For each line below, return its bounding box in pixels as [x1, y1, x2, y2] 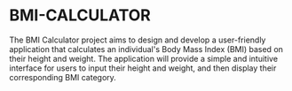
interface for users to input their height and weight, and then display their [9, 63, 277, 73]
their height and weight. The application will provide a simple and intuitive [9, 53, 278, 64]
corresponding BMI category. [9, 72, 117, 82]
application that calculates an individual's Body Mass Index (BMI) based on [9, 43, 284, 54]
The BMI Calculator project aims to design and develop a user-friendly [9, 34, 266, 45]
